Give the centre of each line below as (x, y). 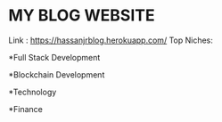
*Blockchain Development (57, 74)
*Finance (26, 109)
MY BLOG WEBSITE (82, 16)
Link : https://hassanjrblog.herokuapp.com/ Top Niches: (111, 40)
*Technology (33, 92)
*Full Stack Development (54, 57)
